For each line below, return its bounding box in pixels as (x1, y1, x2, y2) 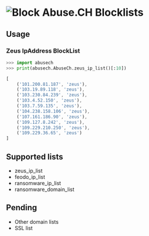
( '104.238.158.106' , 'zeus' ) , (16, 108, 91, 114)
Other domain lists (14, 218, 59, 225)
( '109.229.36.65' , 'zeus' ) (16, 130, 82, 136)
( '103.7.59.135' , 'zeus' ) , (16, 103, 82, 109)
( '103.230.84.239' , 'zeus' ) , (16, 92, 88, 98)
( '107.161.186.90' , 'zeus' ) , (16, 114, 88, 120)
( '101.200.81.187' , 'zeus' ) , (16, 81, 88, 87)
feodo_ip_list (14, 173, 46, 181)
